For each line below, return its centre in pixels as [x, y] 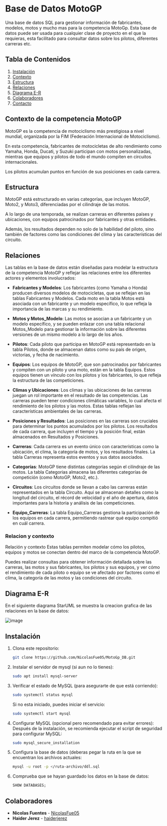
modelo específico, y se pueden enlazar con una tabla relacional [79, 324]
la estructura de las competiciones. [48, 380]
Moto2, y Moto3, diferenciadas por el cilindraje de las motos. [68, 205]
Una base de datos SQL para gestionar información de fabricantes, [74, 22]
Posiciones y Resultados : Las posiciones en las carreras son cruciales [85, 421]
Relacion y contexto [30, 536]
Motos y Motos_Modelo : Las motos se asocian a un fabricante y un [82, 319]
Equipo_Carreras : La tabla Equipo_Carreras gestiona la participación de [86, 513]
